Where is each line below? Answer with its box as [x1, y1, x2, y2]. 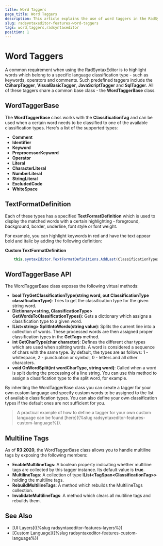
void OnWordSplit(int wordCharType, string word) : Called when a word [12, 365, 157, 371]
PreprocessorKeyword [12, 149, 59, 156]
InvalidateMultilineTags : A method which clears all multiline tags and [12, 492, 151, 499]
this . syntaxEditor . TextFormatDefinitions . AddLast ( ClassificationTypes [14, 256, 160, 262]
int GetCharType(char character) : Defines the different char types [12, 339, 146, 345]
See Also [5, 512, 33, 520]
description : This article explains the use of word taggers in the [5, 16, 147, 21]
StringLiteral [12, 176, 38, 182]
